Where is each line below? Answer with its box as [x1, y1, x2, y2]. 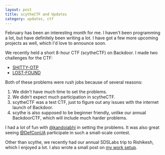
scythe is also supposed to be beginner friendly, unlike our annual [12, 110, 146, 116]
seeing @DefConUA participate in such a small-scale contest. [5, 130, 131, 136]
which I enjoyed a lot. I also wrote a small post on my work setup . [5, 145, 137, 151]
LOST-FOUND [12, 70, 41, 76]
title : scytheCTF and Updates [5, 12, 67, 17]
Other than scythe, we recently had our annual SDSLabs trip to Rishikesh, [5, 139, 154, 145]
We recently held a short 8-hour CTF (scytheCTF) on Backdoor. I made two [5, 50, 158, 56]
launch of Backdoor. [12, 104, 53, 111]
